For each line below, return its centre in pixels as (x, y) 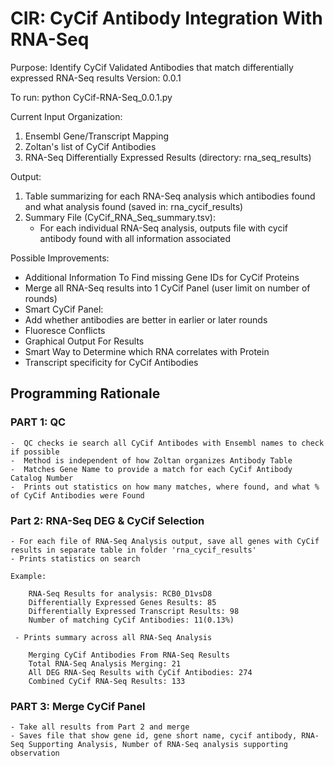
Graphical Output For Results (84, 341)
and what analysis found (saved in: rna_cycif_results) (134, 206)
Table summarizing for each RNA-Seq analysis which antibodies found (170, 196)
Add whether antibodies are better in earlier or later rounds (146, 319)
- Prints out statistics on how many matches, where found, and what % (165, 487)
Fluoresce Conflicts (65, 330)
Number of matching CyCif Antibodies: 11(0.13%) (131, 620)
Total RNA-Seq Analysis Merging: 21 (105, 663)
